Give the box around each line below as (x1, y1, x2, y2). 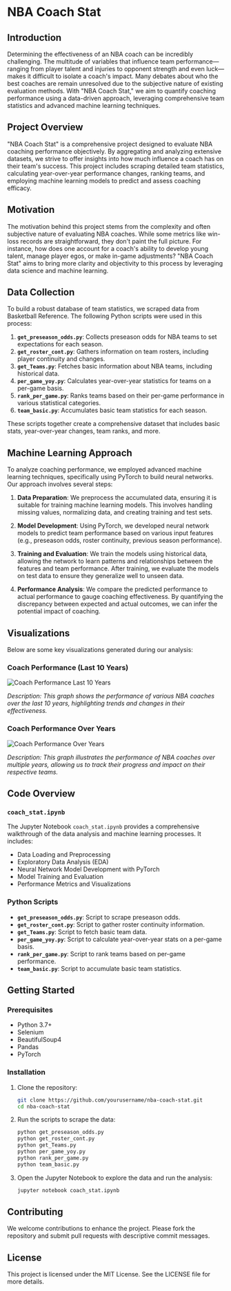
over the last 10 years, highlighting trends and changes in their (7, 699, 185, 707)
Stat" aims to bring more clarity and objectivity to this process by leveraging (7, 259, 223, 267)
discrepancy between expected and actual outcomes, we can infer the (17, 600, 218, 609)
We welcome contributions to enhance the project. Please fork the (7, 1225, 195, 1233)
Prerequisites (7, 1005, 53, 1014)
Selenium (17, 1028, 44, 1037)
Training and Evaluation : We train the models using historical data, (17, 550, 208, 558)
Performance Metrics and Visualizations (17, 880, 131, 889)
